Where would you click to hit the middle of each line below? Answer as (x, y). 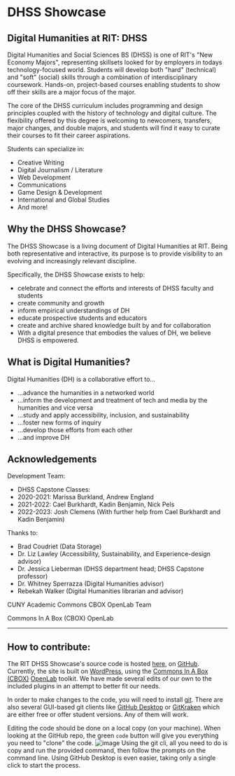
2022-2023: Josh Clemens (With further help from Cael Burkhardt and (119, 512)
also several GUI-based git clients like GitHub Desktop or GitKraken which (114, 707)
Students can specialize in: (46, 149)
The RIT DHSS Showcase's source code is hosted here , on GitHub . (104, 664)
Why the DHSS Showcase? (67, 229)
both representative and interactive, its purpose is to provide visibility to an (115, 254)
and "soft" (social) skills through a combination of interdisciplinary (102, 77)
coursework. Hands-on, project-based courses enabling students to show (114, 84)
